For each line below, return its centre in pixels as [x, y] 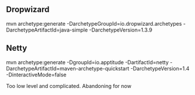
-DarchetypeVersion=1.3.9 [120, 30]
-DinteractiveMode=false [36, 75]
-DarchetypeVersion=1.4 [160, 68]
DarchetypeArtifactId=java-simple [47, 30]
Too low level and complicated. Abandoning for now [69, 86]
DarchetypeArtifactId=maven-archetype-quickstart [68, 68]
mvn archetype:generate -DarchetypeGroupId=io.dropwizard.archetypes [94, 23]
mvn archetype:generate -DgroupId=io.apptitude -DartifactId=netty [87, 62]
